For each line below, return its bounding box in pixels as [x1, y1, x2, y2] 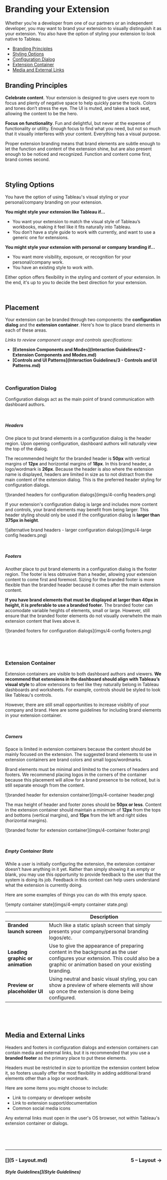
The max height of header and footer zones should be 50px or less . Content [5, 801, 162, 807]
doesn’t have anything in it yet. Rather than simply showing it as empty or [5, 866, 156, 872]
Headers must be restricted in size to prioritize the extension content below [5, 1065, 160, 1071]
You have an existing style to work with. [12, 264, 94, 270]
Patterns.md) [12, 363, 41, 369]
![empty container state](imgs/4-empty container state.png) [5, 901, 128, 907]
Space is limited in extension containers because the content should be [5, 746, 152, 752]
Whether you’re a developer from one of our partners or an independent [5, 20, 153, 26]
